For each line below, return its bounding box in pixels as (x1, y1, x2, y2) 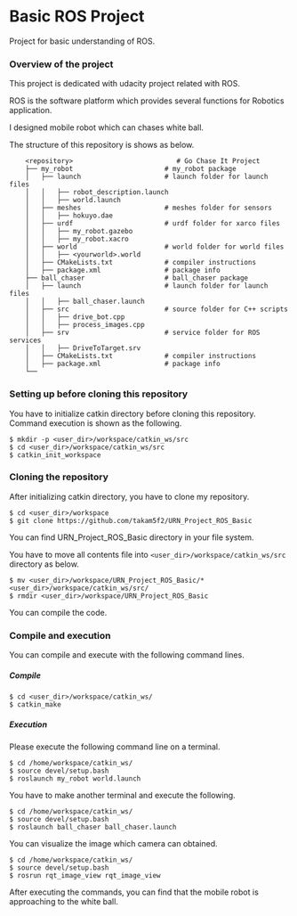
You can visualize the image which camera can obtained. (9, 838, 218, 849)
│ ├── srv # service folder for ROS (25, 328, 261, 338)
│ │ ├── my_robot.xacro (25, 234, 129, 244)
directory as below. (9, 559, 80, 569)
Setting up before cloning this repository (9, 388, 189, 400)
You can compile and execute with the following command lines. (9, 650, 245, 660)
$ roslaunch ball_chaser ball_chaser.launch (9, 822, 177, 832)
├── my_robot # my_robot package (25, 165, 237, 174)
